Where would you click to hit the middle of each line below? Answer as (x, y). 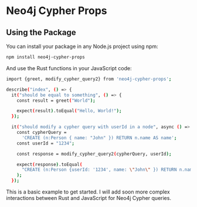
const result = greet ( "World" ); (56, 101)
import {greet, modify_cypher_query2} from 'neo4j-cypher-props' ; (89, 79)
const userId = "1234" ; (46, 143)
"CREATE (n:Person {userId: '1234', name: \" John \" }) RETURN (99, 170)
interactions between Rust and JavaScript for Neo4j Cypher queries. (89, 198)
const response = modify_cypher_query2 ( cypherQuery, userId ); (94, 154)
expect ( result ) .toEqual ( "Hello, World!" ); (69, 111)
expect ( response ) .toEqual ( (50, 164)
